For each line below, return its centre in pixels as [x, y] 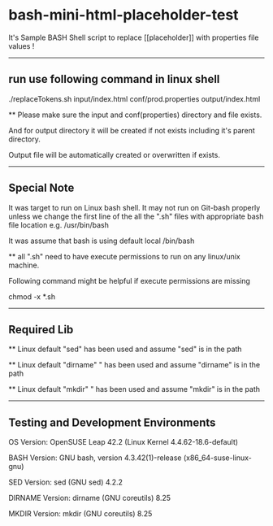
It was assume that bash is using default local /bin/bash [102, 241]
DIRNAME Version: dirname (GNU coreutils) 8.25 [90, 498]
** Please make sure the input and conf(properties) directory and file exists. [135, 115]
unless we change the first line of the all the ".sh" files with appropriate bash [136, 216]
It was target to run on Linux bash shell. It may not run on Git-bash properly [134, 207]
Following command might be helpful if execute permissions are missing [129, 280]
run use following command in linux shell [114, 79]
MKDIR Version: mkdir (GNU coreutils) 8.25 [80, 514]
